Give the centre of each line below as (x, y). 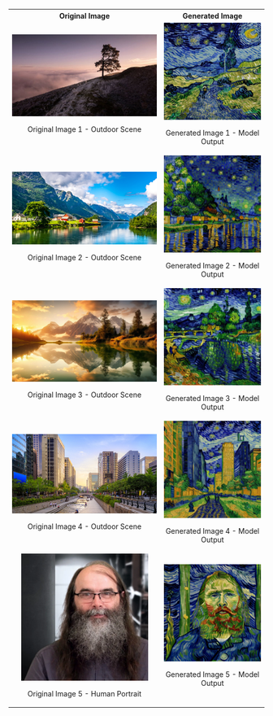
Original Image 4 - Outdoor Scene (84, 526)
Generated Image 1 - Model (212, 133)
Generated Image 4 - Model (212, 530)
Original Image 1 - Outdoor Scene (84, 129)
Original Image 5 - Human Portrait (84, 694)
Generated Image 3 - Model (212, 398)
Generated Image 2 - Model (212, 265)
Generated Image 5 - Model (212, 674)
